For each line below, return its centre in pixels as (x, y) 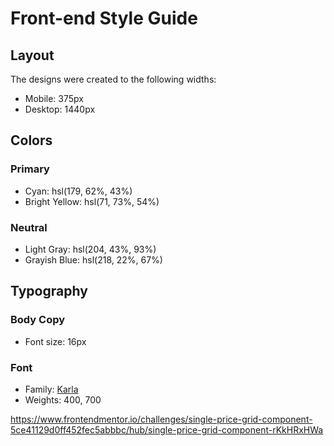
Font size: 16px (55, 341)
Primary (30, 169)
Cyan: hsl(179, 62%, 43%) (78, 191)
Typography (49, 291)
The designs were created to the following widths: (113, 79)
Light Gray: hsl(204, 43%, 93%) (90, 249)
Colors (31, 140)
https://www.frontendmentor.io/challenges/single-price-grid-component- (161, 419)
